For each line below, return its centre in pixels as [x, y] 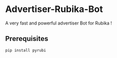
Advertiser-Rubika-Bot [54, 9]
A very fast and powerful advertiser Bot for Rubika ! [59, 23]
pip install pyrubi [26, 50]
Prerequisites [27, 39]
